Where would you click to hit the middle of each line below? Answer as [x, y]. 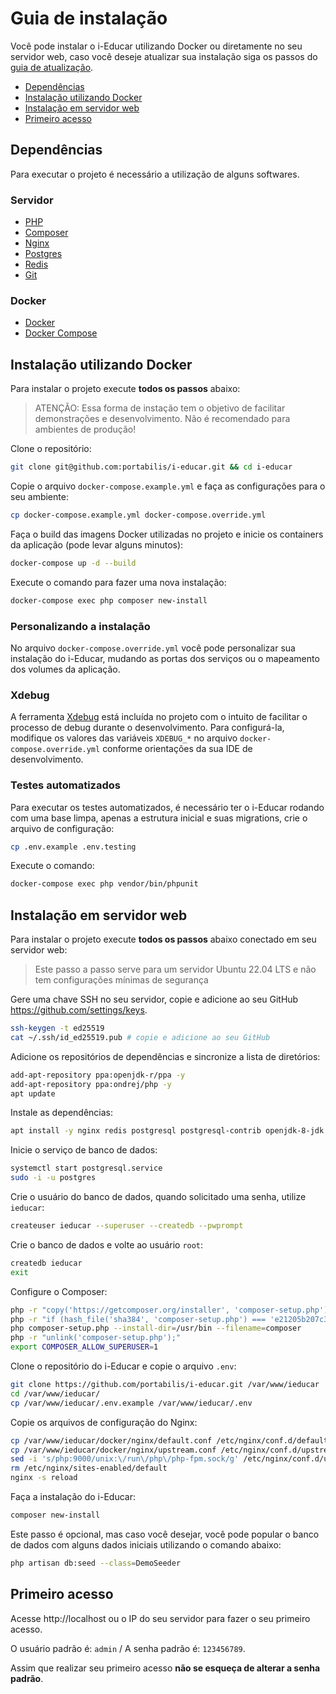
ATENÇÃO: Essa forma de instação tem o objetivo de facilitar [160, 408]
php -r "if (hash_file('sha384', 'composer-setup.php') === [138, 1319]
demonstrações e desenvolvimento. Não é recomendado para [162, 419]
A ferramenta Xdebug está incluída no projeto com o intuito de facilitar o [159, 717]
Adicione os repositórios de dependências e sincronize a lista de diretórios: [165, 1056]
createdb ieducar [46, 1263]
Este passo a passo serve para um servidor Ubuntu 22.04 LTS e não [175, 969]
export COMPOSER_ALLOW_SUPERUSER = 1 [84, 1347]
